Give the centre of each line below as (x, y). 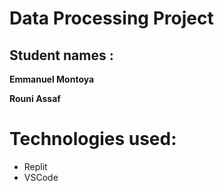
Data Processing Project (111, 18)
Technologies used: (93, 139)
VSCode (41, 177)
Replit (35, 166)
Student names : (61, 55)
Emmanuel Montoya (52, 79)
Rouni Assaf (35, 98)
